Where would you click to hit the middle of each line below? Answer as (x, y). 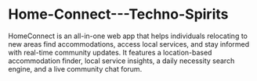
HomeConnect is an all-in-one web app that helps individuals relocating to (128, 36)
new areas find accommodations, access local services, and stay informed (129, 44)
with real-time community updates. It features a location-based (110, 52)
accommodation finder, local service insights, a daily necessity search (121, 61)
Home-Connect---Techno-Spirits (118, 14)
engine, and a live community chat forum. (75, 69)
